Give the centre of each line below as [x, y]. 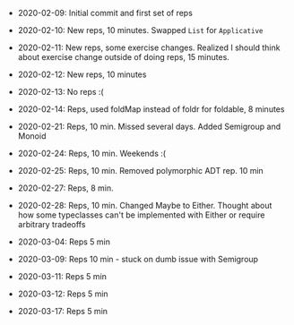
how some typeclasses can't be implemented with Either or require [141, 215]
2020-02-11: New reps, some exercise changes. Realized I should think [149, 47]
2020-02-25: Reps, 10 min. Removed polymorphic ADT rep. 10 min [141, 171]
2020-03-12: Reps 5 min [63, 294]
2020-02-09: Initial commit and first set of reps [105, 13]
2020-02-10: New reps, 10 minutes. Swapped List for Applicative [140, 30]
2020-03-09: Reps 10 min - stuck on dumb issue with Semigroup [138, 259]
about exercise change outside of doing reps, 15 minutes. [124, 57]
